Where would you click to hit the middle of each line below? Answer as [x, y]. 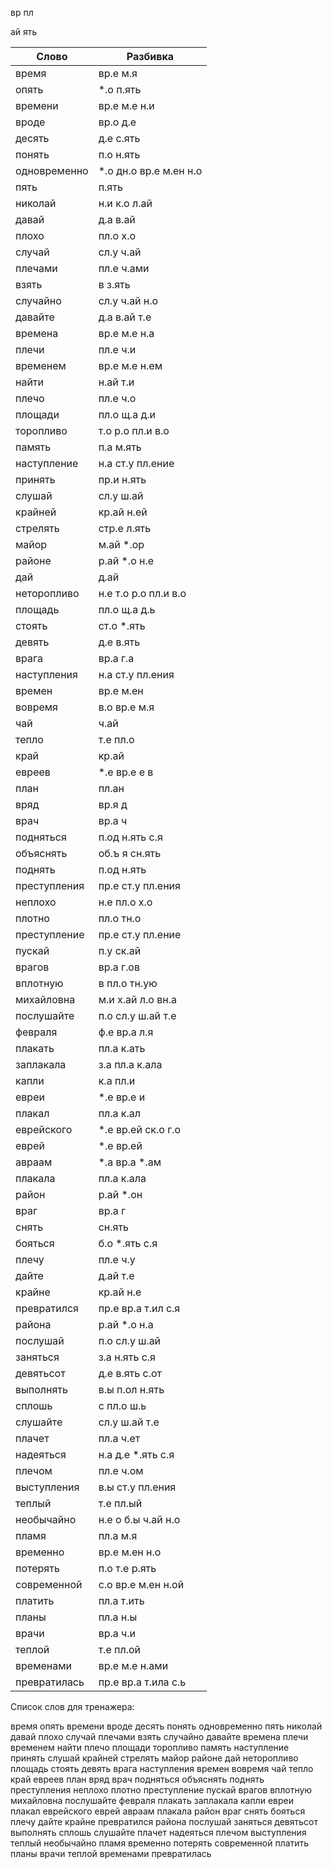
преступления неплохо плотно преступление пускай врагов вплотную [161, 1790]
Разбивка [150, 56]
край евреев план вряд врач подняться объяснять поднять [137, 1779]
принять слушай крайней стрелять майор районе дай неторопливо [154, 1758]
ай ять [24, 31]
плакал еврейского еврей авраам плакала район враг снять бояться [158, 1811]
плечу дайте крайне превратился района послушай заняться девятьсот [164, 1821]
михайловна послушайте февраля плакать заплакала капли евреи [152, 1800]
